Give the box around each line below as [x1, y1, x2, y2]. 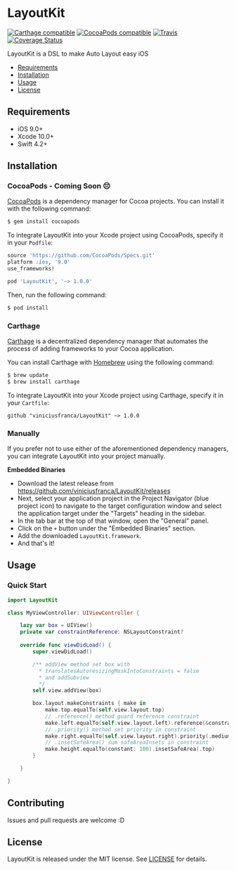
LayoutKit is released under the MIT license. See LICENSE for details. [7, 855, 207, 864]
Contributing [7, 797, 65, 809]
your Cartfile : [7, 398, 49, 406]
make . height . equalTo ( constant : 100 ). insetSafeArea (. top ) [44, 745, 216, 753]
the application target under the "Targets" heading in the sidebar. [17, 509, 206, 518]
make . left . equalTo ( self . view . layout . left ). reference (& [44, 719, 209, 726]
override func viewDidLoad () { [20, 642, 112, 649]
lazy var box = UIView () [20, 622, 93, 629]
